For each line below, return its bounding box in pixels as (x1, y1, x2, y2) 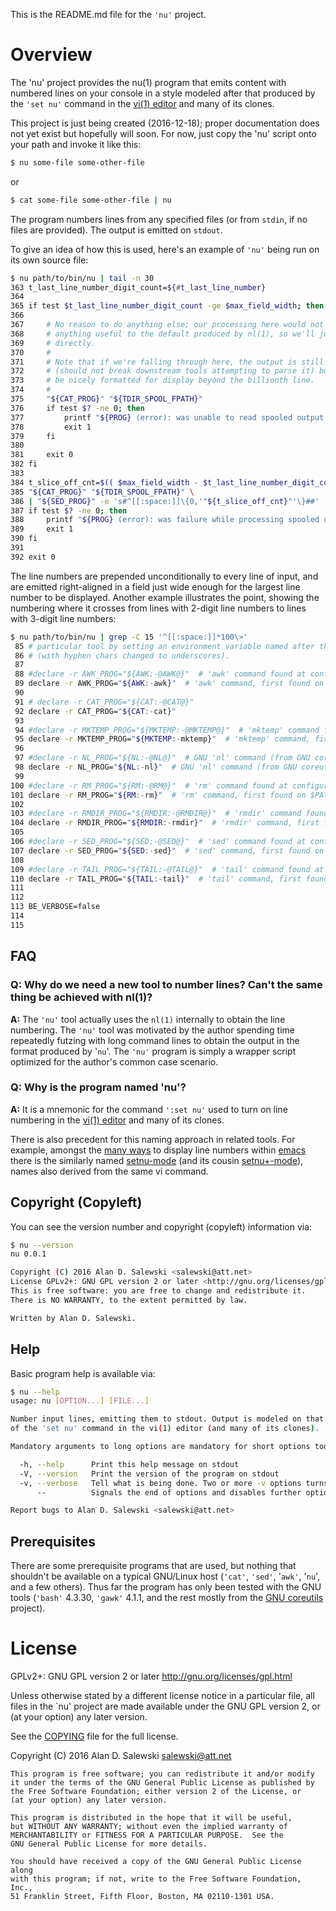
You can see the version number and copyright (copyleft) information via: (10, 1220, 313, 1233)
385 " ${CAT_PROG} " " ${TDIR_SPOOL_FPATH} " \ (10, 487, 195, 497)
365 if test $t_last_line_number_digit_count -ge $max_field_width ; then (10, 301, 325, 311)
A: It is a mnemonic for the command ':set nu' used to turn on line (10, 1103, 288, 1115)
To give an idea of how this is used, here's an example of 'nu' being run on (10, 243, 320, 255)
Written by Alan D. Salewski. (10, 1313, 137, 1323)
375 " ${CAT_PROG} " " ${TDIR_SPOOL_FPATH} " (10, 394, 203, 404)
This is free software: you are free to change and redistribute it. (10, 1286, 307, 1296)
